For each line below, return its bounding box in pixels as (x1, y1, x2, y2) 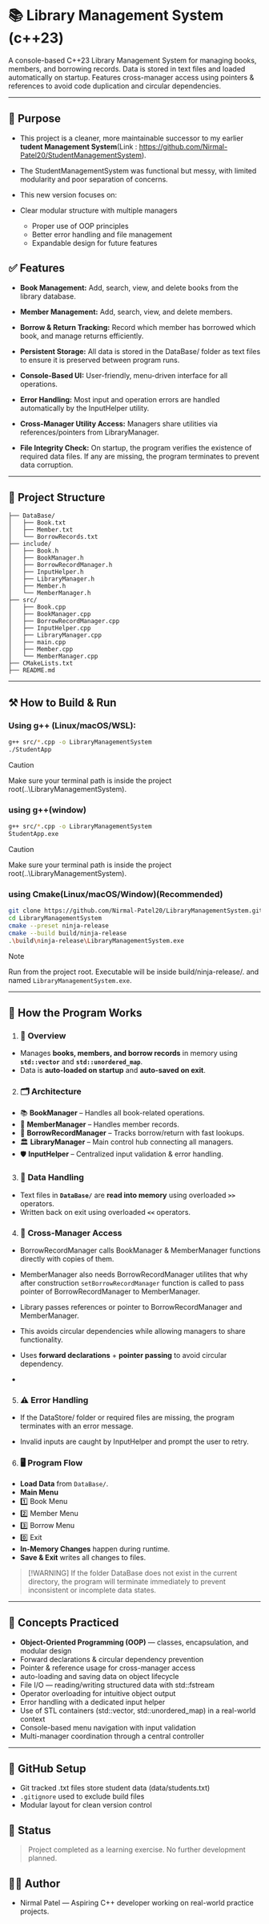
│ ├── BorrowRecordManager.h (8, 561, 113, 569)
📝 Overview (19, 1029, 66, 1041)
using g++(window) (8, 804, 86, 815)
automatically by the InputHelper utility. (19, 403, 150, 413)
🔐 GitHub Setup (8, 1762, 86, 1775)
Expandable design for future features (31, 238, 158, 247)
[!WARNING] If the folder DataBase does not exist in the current (27, 1567, 238, 1578)
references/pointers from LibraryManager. (19, 427, 159, 437)
